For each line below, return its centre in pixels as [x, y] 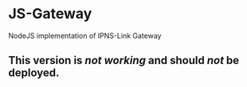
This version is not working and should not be [124, 61]
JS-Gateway [50, 14]
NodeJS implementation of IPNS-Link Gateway [85, 36]
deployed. [34, 73]
